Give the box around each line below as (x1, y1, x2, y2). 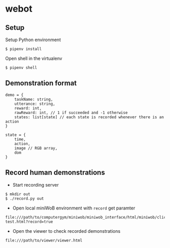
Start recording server (12, 182, 59, 188)
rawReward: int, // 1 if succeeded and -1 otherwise (14, 110, 128, 115)
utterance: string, (14, 101, 56, 107)
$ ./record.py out (5, 196, 44, 201)
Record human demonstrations (5, 168, 105, 177)
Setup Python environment (5, 37, 61, 43)
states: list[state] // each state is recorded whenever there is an (14, 115, 164, 120)
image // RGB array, (14, 146, 58, 151)
